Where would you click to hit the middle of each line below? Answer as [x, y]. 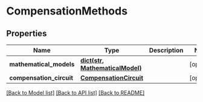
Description [166, 50]
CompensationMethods [67, 11]
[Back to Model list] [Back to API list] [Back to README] [76, 93]
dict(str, [92, 60]
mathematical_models [42, 64]
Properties [27, 33]
